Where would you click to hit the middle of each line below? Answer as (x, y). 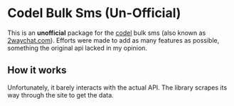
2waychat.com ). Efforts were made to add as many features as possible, (113, 40)
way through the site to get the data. (60, 95)
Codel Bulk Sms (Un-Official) (94, 13)
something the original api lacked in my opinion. (78, 48)
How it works (37, 70)
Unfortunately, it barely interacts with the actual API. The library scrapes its (117, 88)
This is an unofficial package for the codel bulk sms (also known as (107, 33)
